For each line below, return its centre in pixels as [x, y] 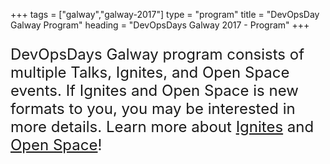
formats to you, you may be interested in [153, 108]
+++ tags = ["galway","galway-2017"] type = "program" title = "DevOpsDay [165, 14]
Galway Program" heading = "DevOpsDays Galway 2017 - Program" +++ [160, 25]
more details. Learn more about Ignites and [162, 126]
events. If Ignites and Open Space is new [154, 90]
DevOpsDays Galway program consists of [157, 54]
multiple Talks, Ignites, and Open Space [150, 72]
